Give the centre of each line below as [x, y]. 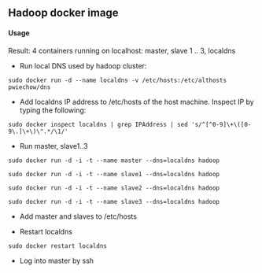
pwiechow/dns [30, 87]
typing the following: [53, 110]
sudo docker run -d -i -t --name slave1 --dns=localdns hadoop [114, 174]
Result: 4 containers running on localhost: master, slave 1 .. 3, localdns [122, 50]
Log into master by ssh [57, 260]
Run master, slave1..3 [54, 146]
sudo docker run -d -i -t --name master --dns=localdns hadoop [114, 160]
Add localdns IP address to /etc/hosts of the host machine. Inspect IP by [137, 101]
